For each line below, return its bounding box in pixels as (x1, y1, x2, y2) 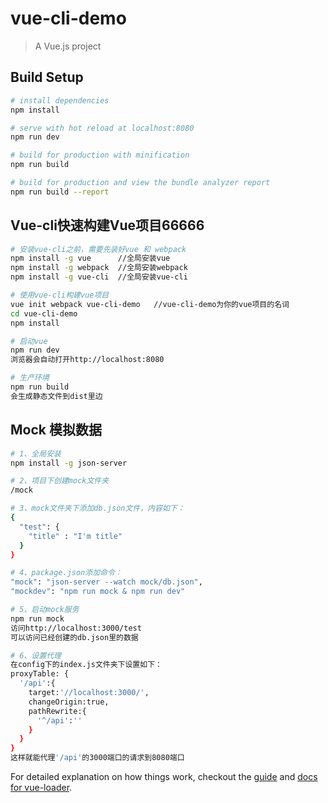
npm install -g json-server (10, 458, 128, 468)
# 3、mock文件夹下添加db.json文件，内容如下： (10, 503, 185, 514)
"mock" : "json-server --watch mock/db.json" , (10, 577, 203, 587)
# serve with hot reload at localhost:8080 (10, 123, 195, 133)
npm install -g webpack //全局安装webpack (10, 263, 188, 273)
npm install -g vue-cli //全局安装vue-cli (10, 272, 188, 282)
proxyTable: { (10, 669, 70, 679)
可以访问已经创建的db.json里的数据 (10, 632, 139, 642)
